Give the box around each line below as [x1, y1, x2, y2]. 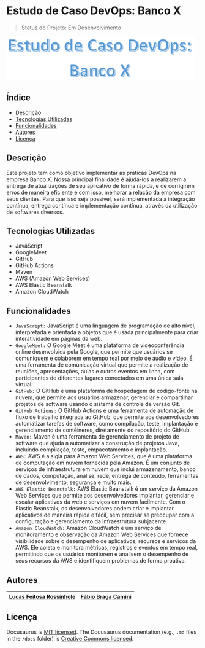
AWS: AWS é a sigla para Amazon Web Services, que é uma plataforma [15, 453, 193, 460]
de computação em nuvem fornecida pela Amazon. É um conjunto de [15, 459, 190, 467]
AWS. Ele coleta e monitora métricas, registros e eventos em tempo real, [15, 544, 198, 552]
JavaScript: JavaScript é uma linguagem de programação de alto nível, [15, 322, 196, 329]
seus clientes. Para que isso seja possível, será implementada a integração [6, 195, 195, 203]
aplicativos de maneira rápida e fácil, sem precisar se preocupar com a [15, 511, 195, 519]
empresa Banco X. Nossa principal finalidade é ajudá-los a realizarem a [6, 176, 187, 183]
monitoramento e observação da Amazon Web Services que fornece [15, 531, 188, 538]
